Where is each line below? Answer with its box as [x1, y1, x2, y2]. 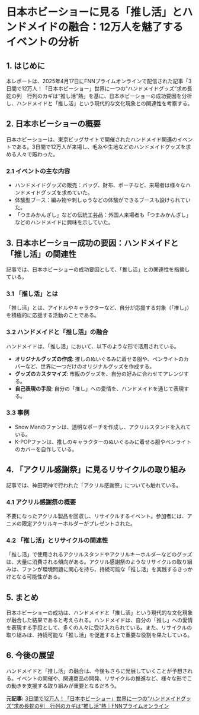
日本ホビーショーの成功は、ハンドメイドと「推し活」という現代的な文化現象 [6, 609, 193, 616]
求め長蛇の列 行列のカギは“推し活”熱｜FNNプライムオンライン [14, 702, 169, 709]
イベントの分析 [6, 35, 79, 49]
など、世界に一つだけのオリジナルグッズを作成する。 [25, 363, 155, 370]
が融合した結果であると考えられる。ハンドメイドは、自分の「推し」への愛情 [6, 616, 193, 624]
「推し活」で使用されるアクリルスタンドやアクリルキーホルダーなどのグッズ [6, 551, 192, 558]
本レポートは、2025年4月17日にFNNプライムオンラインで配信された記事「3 [6, 78, 192, 84]
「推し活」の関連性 [6, 249, 76, 259]
